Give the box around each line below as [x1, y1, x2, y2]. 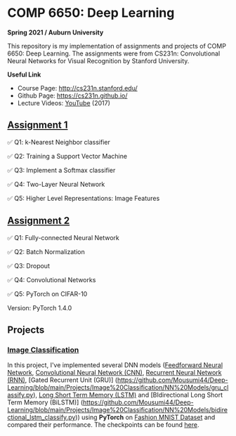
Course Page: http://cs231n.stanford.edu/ [17, 84, 138, 92]
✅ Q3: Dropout [7, 261, 51, 270]
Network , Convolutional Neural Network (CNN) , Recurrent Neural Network [7, 369, 223, 377]
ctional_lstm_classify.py [7, 413, 76, 422]
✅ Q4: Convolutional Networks [7, 275, 96, 284]
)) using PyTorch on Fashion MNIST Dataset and [74, 413, 216, 422]
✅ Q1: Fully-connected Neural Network [7, 233, 119, 242]
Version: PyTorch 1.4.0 [7, 303, 72, 312]
